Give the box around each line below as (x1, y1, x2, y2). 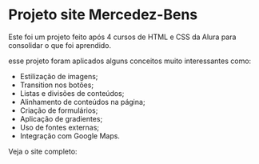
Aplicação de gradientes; (19, 114, 103, 123)
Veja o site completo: (8, 146, 78, 156)
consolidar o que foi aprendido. (8, 40, 112, 50)
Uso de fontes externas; (19, 122, 100, 132)
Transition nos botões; (19, 80, 94, 90)
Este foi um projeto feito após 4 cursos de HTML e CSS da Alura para (8, 32, 237, 42)
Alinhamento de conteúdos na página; (19, 97, 145, 106)
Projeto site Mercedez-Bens (8, 6, 198, 24)
